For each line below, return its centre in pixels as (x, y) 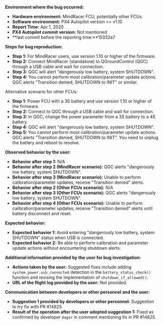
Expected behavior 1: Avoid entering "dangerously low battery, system (83, 232)
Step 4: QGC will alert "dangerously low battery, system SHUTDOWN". (83, 127)
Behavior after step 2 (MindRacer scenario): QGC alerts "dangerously (83, 167)
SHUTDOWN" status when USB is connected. (58, 238)
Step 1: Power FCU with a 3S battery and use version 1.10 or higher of (82, 101)
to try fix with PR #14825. (37, 307)
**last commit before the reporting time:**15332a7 (64, 37)
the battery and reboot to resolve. (46, 143)
